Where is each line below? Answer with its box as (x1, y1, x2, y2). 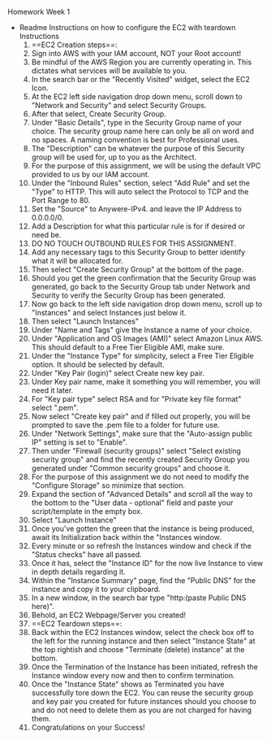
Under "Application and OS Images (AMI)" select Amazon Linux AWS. (31, 333, 264, 343)
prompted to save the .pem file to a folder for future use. (31, 420, 220, 429)
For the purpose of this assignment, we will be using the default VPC (31, 161, 261, 170)
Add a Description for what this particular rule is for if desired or (31, 221, 246, 231)
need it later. (31, 385, 74, 395)
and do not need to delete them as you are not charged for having (31, 705, 252, 715)
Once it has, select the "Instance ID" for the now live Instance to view (31, 559, 264, 568)
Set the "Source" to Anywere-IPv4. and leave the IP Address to (31, 204, 243, 214)
